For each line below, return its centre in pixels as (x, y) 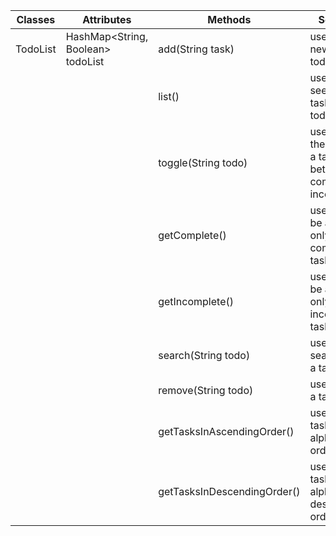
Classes (36, 19)
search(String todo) (204, 355)
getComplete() (192, 235)
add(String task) (196, 49)
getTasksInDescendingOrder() (229, 491)
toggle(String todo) (203, 162)
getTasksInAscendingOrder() (226, 431)
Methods (229, 19)
